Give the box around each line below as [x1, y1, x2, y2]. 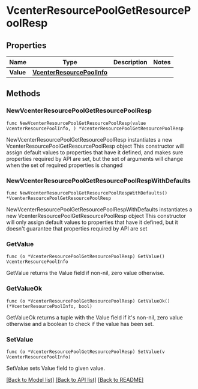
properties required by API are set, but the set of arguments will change [6, 155, 184, 162]
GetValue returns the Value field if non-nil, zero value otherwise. [6, 270, 165, 277]
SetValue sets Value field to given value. [6, 364, 105, 372]
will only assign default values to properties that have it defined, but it [6, 219, 178, 226]
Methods [6, 88, 41, 99]
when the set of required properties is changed [6, 161, 123, 169]
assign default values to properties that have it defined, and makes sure [6, 148, 184, 156]
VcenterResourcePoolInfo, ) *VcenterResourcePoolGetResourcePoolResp [6, 125, 184, 131]
